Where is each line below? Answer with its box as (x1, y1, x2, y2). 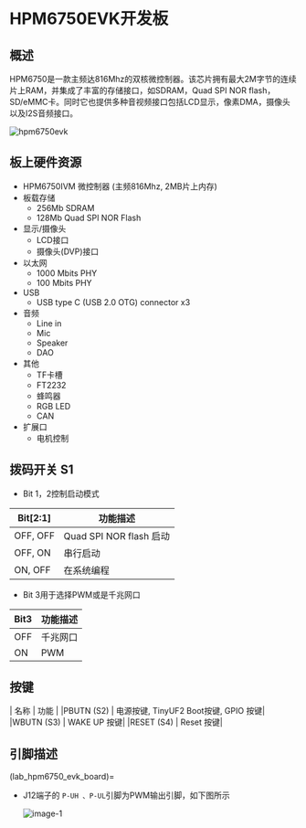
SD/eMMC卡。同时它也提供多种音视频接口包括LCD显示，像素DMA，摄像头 (9, 97, 290, 107)
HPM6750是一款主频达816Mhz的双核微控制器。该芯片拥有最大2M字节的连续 (9, 74, 297, 84)
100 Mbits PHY (36, 277, 93, 288)
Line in (36, 317, 62, 329)
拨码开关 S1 (9, 462, 74, 478)
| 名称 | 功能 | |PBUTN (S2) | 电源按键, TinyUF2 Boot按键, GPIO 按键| (9, 706, 266, 717)
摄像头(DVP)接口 (36, 246, 100, 257)
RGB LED (36, 400, 71, 411)
